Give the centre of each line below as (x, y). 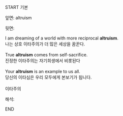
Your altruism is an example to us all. (43, 71)
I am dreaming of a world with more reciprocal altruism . (62, 38)
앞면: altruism (18, 18)
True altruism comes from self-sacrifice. (46, 55)
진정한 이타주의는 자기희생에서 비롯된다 (43, 60)
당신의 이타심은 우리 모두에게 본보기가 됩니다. (48, 77)
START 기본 (17, 7)
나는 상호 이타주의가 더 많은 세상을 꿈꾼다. (45, 44)
